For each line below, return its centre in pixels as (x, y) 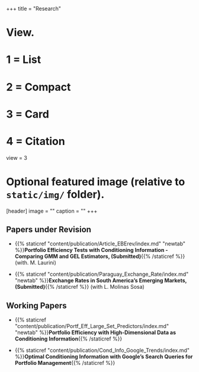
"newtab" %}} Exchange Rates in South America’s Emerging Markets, (101, 280)
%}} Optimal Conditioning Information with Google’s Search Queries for (104, 357)
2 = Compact (38, 87)
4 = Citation (36, 141)
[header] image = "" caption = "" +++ (52, 211)
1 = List (24, 60)
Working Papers (36, 305)
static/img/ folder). (55, 194)
